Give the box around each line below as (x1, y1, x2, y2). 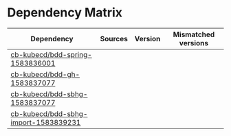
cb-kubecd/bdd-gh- (10, 69, 80, 79)
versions (179, 38, 208, 47)
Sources (100, 34, 129, 43)
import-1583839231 (10, 117, 81, 127)
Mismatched (173, 30, 215, 39)
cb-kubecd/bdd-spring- (10, 49, 93, 59)
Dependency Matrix (7, 5, 122, 21)
